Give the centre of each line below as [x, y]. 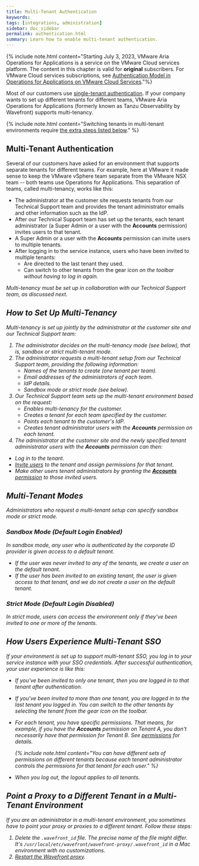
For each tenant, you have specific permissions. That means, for [94, 722]
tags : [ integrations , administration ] [54, 23]
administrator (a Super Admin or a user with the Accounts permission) [101, 225]
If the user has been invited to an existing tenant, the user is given [96, 576]
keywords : [18, 17]
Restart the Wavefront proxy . [50, 856]
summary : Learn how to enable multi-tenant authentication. [82, 39]
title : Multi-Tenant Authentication [51, 12]
